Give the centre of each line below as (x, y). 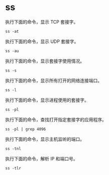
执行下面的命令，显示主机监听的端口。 (45, 139)
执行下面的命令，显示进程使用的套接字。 (47, 100)
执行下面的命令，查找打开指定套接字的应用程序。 (56, 120)
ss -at (12, 31)
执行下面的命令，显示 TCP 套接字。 (42, 22)
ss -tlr (13, 168)
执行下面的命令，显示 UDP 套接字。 (42, 41)
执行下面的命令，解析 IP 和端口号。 (41, 158)
